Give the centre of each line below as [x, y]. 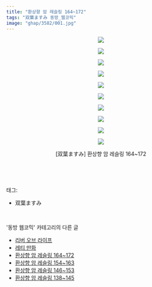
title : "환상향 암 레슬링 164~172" [46, 12]
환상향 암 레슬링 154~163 [45, 263]
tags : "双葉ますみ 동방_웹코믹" [41, 17]
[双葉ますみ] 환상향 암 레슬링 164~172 [101, 154]
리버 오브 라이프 [33, 240]
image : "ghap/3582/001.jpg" [41, 23]
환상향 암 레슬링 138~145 [45, 278]
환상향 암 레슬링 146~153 [45, 270]
